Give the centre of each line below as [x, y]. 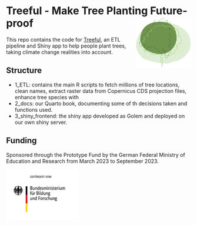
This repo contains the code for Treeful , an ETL [63, 39]
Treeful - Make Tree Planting [77, 11]
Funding [21, 141]
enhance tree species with [47, 97]
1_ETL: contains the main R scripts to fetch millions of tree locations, [97, 85]
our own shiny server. [41, 122]
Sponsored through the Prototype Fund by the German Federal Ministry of [96, 155]
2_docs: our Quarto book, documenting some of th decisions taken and [101, 103]
